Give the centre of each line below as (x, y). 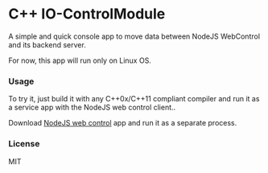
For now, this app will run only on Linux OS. (80, 60)
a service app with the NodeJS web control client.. (92, 107)
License (24, 144)
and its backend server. (47, 44)
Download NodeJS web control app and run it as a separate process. (123, 123)
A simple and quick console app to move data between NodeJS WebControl (134, 36)
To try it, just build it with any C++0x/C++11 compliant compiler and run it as (134, 99)
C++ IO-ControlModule (87, 14)
